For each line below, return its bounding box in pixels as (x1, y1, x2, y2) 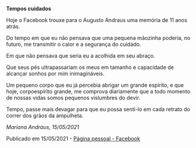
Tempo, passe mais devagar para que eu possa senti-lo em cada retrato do (6, 106, 191, 112)
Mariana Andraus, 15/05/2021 (6, 124, 80, 130)
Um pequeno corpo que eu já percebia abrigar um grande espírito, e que (6, 81, 184, 89)
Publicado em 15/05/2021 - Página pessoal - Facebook (6, 135, 141, 142)
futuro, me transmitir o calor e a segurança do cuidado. (6, 41, 141, 48)
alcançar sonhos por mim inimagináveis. (6, 70, 105, 77)
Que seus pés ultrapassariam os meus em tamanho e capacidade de (6, 64, 174, 71)
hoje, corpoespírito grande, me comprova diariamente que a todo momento (6, 88, 191, 95)
